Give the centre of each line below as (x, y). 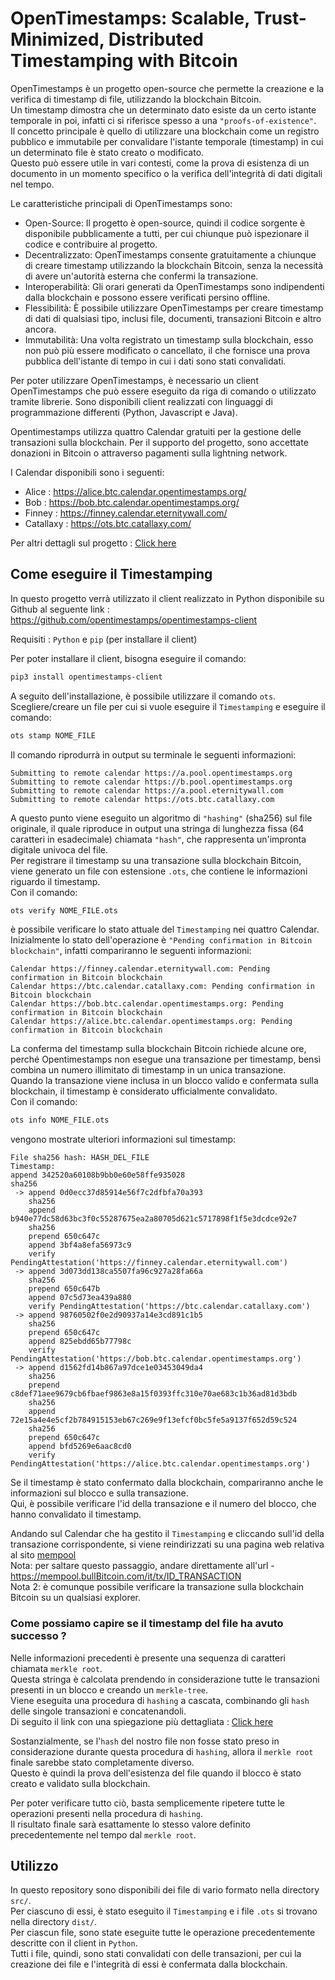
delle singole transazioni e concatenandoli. (98, 1711)
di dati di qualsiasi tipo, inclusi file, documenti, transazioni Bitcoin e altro (173, 318)
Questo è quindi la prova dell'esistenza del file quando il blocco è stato (156, 1773)
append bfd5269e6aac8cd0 (80, 1447)
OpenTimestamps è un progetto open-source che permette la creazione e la (167, 88)
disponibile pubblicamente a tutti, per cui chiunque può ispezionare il (167, 233)
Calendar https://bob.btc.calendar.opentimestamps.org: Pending (147, 1004)
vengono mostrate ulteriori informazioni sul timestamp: (123, 1139)
